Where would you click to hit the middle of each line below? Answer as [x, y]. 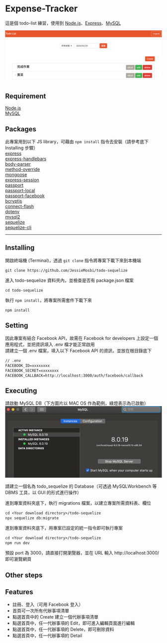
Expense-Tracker [42, 9]
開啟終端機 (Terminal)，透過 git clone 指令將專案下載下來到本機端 [73, 260]
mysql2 [13, 216]
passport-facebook [25, 196]
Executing [21, 390]
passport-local [20, 190]
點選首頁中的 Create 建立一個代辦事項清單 [55, 617]
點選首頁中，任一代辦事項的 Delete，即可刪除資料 [63, 630]
